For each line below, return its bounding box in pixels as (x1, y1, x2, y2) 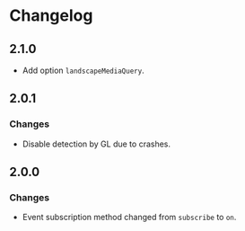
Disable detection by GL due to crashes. (22, 138, 171, 149)
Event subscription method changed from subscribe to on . (22, 212, 237, 223)
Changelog (9, 5, 93, 26)
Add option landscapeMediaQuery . (22, 65, 145, 76)
